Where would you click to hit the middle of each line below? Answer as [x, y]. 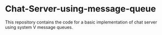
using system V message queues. [39, 27]
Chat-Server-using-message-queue [81, 9]
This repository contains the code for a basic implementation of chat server [81, 22]
